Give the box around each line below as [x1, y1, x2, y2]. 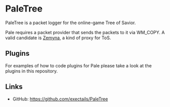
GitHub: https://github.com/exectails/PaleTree [12, 96, 108, 102]
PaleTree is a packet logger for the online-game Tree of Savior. [5, 20, 136, 26]
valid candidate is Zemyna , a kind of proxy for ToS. [5, 35, 111, 41]
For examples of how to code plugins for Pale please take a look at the [5, 62, 152, 68]
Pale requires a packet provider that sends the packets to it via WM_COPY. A [5, 29, 165, 35]
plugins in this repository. [5, 68, 58, 74]
